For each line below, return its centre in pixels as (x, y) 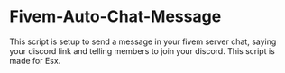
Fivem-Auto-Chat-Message (115, 17)
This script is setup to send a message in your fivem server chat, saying (143, 41)
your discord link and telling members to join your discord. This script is (142, 50)
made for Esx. (35, 60)
